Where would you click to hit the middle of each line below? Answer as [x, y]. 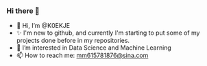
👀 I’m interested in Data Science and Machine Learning [94, 48]
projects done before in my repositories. [73, 41]
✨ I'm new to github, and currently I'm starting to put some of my [108, 33]
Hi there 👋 [23, 11]
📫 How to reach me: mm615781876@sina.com [82, 55]
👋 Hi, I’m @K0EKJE [43, 26]
